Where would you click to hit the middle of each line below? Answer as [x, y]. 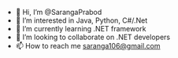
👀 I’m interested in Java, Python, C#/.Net [82, 20]
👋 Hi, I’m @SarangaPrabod [59, 12]
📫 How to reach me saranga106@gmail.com [88, 46]
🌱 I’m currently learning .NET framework [81, 29]
